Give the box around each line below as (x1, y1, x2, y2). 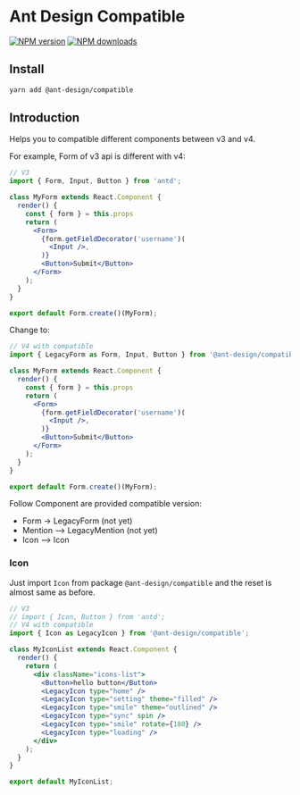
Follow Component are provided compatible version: (9, 498, 203, 509)
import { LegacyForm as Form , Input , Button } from (9, 350, 205, 359)
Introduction (9, 110, 80, 126)
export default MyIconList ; (9, 777, 114, 787)
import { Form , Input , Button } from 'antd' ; (9, 177, 181, 186)
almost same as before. (9, 587, 96, 598)
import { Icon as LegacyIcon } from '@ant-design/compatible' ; (9, 629, 250, 638)
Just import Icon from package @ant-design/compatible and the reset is (9, 577, 272, 588)
